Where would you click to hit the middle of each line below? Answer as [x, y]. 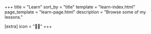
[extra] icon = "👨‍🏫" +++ [28, 26]
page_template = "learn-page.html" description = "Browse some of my [75, 12]
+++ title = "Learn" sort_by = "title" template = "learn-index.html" [70, 7]
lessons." [14, 17]
